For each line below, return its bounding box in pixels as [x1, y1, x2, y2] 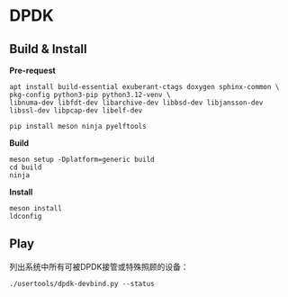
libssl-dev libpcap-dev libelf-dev [9, 106, 143, 115]
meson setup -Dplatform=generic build [9, 155, 155, 164]
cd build [9, 163, 42, 172]
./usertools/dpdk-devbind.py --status [9, 279, 155, 288]
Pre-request [9, 65, 56, 76]
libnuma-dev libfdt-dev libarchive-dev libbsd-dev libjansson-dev [9, 98, 264, 107]
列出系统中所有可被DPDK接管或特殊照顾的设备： [9, 261, 189, 272]
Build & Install [9, 41, 87, 57]
